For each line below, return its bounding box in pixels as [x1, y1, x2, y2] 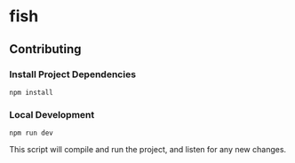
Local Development [9, 108, 95, 120]
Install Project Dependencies [9, 68, 136, 81]
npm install [9, 88, 53, 97]
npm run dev [9, 128, 53, 138]
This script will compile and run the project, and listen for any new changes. [9, 144, 287, 155]
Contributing [9, 42, 82, 57]
